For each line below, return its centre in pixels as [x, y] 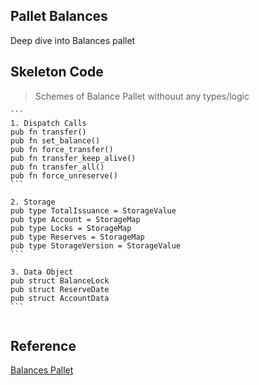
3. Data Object [42, 272]
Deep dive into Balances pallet [73, 40]
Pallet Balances [59, 16]
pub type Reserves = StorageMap [77, 237]
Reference [43, 346]
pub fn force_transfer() [62, 149]
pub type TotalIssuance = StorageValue [93, 210]
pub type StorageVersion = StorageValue [96, 245]
